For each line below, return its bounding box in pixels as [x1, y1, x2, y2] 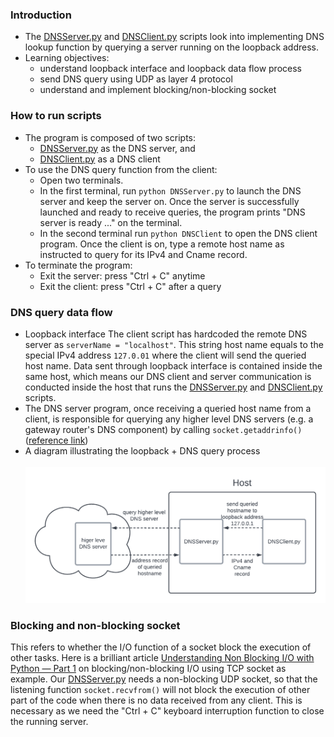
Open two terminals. [39, 174, 124, 186]
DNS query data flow [10, 305, 113, 319]
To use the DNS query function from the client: [24, 163, 218, 175]
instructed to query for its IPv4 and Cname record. [39, 248, 248, 260]
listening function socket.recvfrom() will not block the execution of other [10, 684, 311, 696]
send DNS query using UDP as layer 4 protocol [39, 73, 233, 85]
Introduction [10, 8, 72, 22]
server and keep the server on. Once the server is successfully [39, 195, 300, 207]
